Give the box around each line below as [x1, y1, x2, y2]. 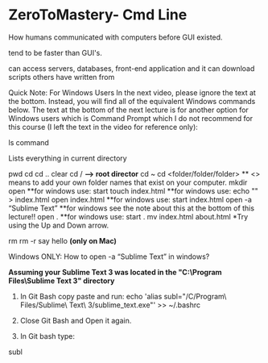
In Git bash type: [19, 331, 75, 340]
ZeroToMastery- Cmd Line [8, 6, 188, 24]
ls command [8, 137, 50, 147]
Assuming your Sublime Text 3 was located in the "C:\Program [8, 267, 223, 277]
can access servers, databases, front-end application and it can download [8, 63, 255, 73]
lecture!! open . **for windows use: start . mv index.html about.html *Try [8, 211, 249, 221]
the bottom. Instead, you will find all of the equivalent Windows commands [8, 96, 256, 106]
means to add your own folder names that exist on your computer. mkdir [8, 177, 248, 187]
